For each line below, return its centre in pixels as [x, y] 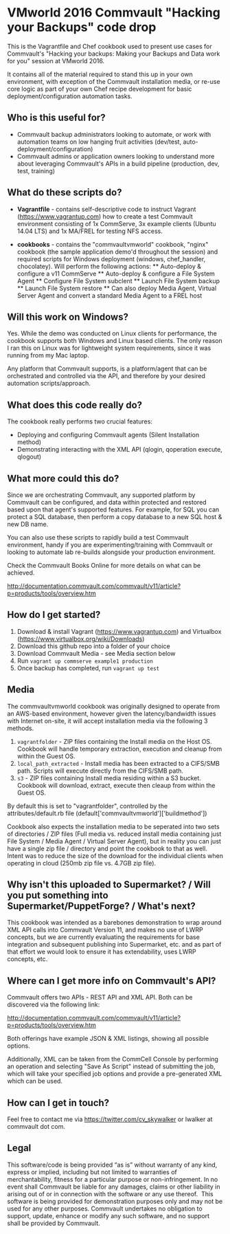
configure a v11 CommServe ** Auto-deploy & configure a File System [116, 274]
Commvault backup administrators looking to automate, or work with [114, 134]
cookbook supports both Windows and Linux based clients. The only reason [115, 341]
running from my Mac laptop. [48, 355]
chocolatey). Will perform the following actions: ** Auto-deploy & [109, 266]
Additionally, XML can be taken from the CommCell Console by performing [113, 1059]
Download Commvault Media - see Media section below [96, 653]
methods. [21, 728]
